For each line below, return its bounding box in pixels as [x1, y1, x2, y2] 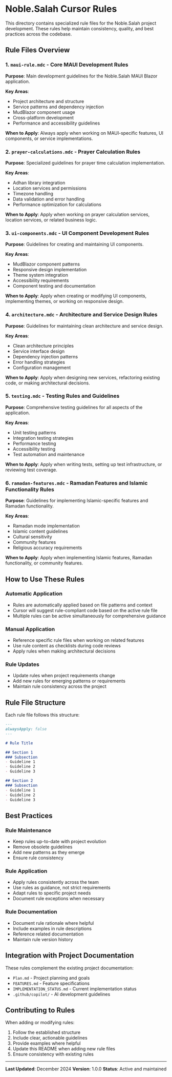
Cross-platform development [12, 114, 74, 120]
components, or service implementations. [5, 135, 93, 141]
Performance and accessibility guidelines [12, 120, 100, 126]
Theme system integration [12, 272, 68, 278]
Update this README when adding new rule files [12, 1046, 115, 1052]
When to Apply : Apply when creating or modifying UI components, [5, 293, 147, 299]
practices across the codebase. [5, 31, 72, 37]
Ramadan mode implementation [12, 523, 80, 529]
